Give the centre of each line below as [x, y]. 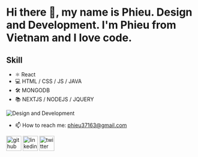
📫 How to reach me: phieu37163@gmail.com [71, 125]
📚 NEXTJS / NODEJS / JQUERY [54, 99]
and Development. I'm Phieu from [91, 25]
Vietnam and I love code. [69, 38]
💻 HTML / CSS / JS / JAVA [48, 81]
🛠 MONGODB [32, 90]
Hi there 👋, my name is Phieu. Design [99, 12]
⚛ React [25, 74]
